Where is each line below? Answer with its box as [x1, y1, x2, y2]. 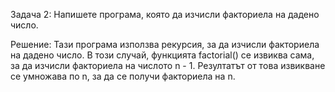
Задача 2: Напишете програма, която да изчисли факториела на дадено [10, 9, 320, 20]
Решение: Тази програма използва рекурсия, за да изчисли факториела [10, 39, 320, 50]
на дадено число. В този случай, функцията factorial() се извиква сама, [10, 49, 315, 61]
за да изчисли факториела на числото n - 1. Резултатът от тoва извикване [10, 60, 326, 71]
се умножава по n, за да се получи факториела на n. [10, 70, 236, 82]
